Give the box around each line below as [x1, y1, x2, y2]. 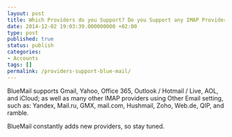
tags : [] [7, 61, 32, 68]
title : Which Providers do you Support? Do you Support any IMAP [7, 17, 199, 23]
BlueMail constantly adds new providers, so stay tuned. [7, 122, 165, 130]
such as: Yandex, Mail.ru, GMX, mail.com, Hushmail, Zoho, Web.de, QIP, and [7, 101, 224, 109]
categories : [7, 49, 41, 56]
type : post [7, 29, 39, 36]
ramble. [7, 108, 29, 117]
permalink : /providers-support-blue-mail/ [7, 67, 131, 74]
